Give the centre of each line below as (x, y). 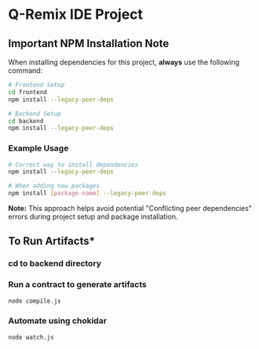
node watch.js (31, 337)
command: (26, 71)
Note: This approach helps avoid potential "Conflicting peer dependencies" (130, 209)
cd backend (26, 121)
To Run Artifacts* (52, 241)
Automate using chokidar (58, 321)
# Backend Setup (35, 114)
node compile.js (35, 301)
